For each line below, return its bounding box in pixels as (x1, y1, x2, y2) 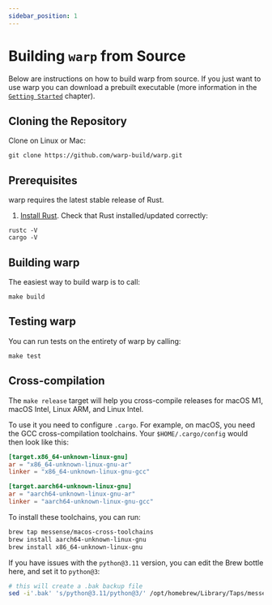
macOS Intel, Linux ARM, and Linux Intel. (8, 404, 144, 414)
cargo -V (8, 234, 38, 242)
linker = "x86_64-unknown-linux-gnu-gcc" (8, 468, 151, 476)
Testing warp (8, 315, 77, 328)
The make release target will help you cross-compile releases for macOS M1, (8, 395, 264, 405)
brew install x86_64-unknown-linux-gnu (8, 543, 143, 551)
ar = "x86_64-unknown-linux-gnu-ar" (8, 460, 132, 469)
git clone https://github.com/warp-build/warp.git (8, 152, 183, 160)
